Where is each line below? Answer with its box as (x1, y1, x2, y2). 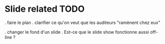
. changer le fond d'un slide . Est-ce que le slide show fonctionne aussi (4, 29, 149, 35)
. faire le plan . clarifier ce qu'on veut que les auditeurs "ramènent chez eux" (4, 20, 161, 25)
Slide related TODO (4, 3, 85, 15)
